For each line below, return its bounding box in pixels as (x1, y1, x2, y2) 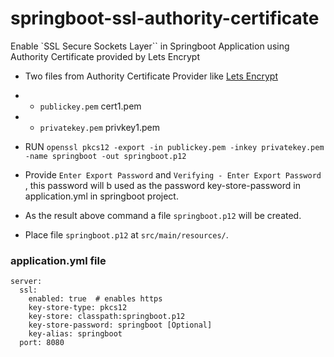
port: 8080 (19, 338, 65, 348)
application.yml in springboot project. (24, 190, 179, 202)
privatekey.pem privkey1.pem (39, 121, 160, 133)
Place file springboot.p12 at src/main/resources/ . (24, 228, 229, 241)
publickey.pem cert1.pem (39, 100, 142, 112)
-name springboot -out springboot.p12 (24, 151, 187, 161)
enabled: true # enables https (28, 294, 163, 304)
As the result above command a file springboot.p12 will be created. (24, 209, 302, 221)
